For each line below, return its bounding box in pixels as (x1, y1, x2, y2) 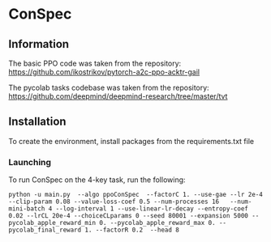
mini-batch (8, 205, 45, 213)
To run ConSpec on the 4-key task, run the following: (8, 175, 186, 185)
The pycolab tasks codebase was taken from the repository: (8, 83, 209, 92)
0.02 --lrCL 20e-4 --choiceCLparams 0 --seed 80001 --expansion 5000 (8, 212, 249, 220)
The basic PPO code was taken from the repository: (8, 58, 182, 68)
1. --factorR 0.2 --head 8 (84, 226, 180, 235)
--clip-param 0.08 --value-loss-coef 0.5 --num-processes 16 (8, 197, 220, 206)
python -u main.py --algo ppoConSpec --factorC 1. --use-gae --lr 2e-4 (8, 191, 264, 199)
